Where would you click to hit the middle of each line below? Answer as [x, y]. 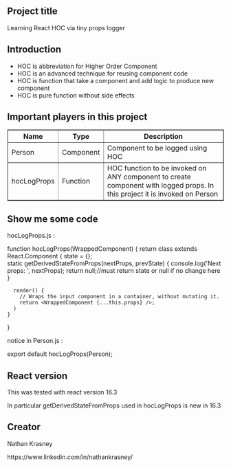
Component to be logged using [157, 148]
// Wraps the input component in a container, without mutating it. [120, 297]
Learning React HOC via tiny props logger [66, 27]
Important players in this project [77, 117]
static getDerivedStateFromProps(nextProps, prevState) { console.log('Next [114, 263]
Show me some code [53, 219]
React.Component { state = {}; [50, 256]
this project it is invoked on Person [163, 194]
